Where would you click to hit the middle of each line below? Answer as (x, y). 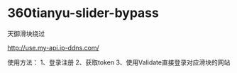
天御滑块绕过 (26, 33)
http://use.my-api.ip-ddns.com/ (53, 47)
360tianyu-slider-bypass (83, 13)
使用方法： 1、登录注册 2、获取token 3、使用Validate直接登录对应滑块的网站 (119, 62)
